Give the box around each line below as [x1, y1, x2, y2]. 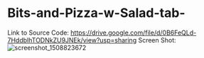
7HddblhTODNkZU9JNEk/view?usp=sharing [7, 35, 137, 44]
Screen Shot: [138, 35, 176, 44]
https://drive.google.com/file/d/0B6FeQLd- [70, 28, 197, 37]
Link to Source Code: [7, 28, 70, 37]
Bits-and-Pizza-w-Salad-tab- [7, 5, 186, 21]
